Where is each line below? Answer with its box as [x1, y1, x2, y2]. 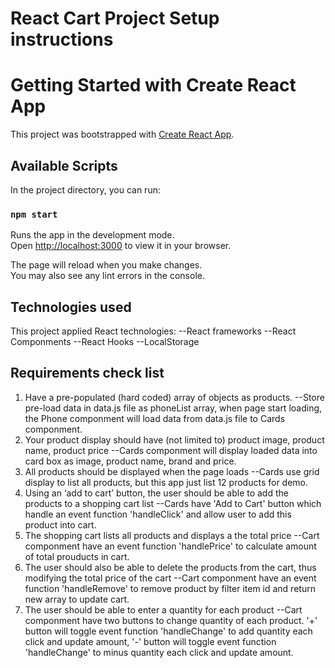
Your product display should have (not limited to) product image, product [24, 433, 325, 446]
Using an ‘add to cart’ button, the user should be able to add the [24, 487, 289, 499]
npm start [10, 208, 58, 220]
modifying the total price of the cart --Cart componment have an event [24, 572, 317, 584]
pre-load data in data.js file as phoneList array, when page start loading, [24, 402, 323, 414]
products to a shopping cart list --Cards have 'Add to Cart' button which [24, 497, 322, 509]
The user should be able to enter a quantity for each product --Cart [24, 603, 303, 616]
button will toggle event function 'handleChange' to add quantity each [24, 625, 313, 637]
